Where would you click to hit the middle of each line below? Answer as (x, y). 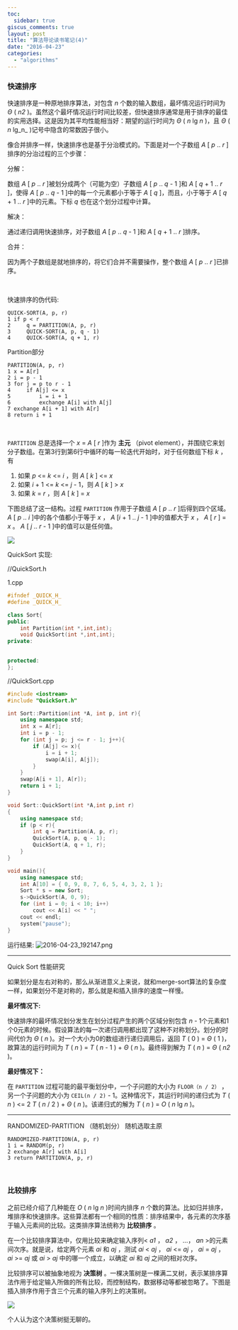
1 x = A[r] (23, 372)
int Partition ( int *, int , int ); (66, 628)
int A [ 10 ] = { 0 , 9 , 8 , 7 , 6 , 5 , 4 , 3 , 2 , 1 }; (92, 884)
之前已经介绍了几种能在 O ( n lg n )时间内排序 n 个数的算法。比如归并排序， (117, 1207)
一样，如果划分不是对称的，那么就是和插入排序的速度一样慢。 (97, 990)
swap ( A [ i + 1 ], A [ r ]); (53, 779)
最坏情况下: (24, 1006)
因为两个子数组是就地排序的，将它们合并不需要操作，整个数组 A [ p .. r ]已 (115, 262)
